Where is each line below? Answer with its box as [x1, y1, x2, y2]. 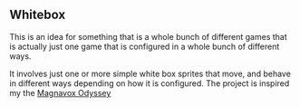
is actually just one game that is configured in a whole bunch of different [9, 41, 280, 52]
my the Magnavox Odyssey [9, 87, 111, 98]
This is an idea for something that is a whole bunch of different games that [9, 31, 287, 42]
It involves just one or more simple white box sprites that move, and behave [9, 68, 292, 79]
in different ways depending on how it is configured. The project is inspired [9, 77, 290, 89]
